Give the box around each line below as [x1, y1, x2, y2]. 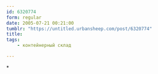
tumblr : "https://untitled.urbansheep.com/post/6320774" [6, 25, 153, 32]
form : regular [6, 14, 42, 20]
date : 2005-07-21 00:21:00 [6, 20, 74, 26]
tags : [6, 37, 20, 43]
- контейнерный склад [17, 43, 71, 49]
